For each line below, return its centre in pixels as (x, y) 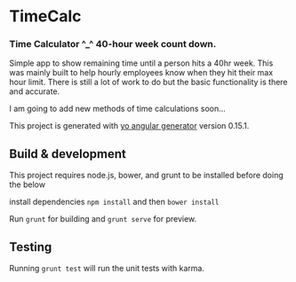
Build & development (68, 154)
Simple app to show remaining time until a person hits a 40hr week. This (141, 63)
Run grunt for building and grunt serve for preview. (103, 219)
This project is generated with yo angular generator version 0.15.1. (129, 126)
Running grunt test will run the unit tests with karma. (107, 269)
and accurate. (35, 91)
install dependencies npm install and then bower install (114, 202)
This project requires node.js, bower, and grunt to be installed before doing (146, 176)
